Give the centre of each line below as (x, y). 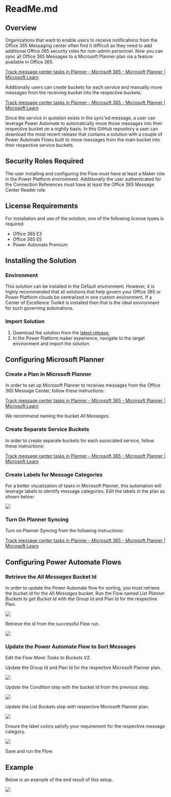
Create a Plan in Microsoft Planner (48, 374)
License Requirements (42, 206)
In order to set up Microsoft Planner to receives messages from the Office (83, 385)
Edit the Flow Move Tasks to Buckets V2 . (48, 658)
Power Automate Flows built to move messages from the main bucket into (83, 140)
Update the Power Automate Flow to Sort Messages (71, 646)
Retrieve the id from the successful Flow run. (52, 623)
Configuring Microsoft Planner (55, 360)
